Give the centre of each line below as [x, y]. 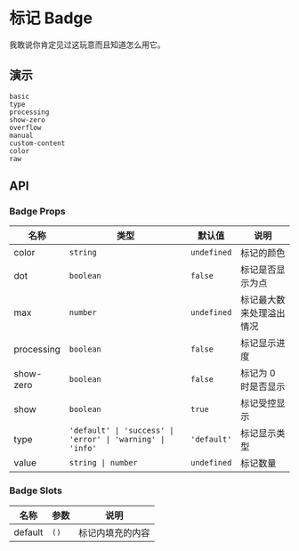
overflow [25, 127]
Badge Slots [36, 490]
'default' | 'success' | [122, 431]
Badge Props [37, 212]
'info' [83, 449]
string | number [103, 463]
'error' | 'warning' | [117, 440]
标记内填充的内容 [114, 532]
